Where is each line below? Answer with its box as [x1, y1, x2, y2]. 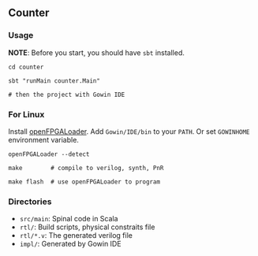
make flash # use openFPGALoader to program [8, 177, 160, 186]
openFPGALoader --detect [8, 150, 90, 158]
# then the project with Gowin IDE [8, 91, 125, 98]
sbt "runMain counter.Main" [8, 76, 101, 85]
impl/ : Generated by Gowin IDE [19, 239, 122, 249]
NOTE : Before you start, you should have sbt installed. [8, 47, 185, 58]
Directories [8, 196, 52, 207]
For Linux [8, 109, 45, 120]
